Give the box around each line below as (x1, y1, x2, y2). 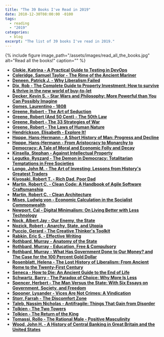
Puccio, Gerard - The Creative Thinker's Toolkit (12, 228, 111, 233)
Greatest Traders (12, 170, 48, 176)
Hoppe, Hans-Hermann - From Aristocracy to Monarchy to (12, 140, 133, 146)
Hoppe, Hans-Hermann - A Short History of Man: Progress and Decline (12, 134, 159, 140)
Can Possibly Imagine (12, 98, 58, 104)
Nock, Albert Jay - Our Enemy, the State (12, 217, 95, 223)
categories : (5, 30, 29, 35)
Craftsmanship (12, 186, 44, 192)
